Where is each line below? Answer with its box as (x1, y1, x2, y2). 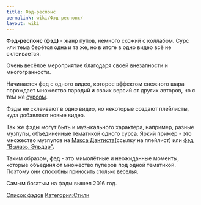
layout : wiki (6, 20, 40, 26)
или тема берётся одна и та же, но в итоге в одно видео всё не (6, 43, 172, 51)
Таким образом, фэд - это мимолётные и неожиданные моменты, (6, 155, 179, 162)
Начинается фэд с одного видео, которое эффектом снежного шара (6, 80, 185, 88)
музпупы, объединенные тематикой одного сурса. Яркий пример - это (6, 130, 192, 138)
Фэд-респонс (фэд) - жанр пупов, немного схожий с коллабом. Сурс (6, 37, 189, 45)
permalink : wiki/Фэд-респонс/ (6, 15, 84, 21)
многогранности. (6, 69, 51, 76)
